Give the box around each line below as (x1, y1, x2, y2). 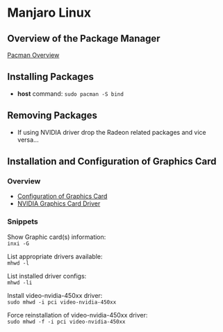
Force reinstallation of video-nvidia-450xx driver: (7, 310, 148, 319)
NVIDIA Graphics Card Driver (17, 199, 101, 208)
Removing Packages (7, 110, 98, 122)
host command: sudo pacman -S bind (17, 89, 124, 98)
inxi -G (7, 240, 30, 247)
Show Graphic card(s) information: (7, 233, 106, 241)
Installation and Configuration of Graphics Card (7, 156, 217, 167)
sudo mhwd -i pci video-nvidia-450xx (7, 299, 117, 306)
